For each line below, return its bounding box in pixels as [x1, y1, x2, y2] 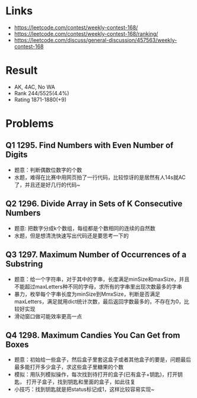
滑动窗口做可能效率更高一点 [14, 312, 82, 319]
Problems [5, 117, 54, 130]
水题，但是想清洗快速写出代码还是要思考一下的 [14, 232, 129, 239]
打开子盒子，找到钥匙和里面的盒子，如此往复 [26, 378, 136, 386]
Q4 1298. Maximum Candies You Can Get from [5, 330, 180, 340]
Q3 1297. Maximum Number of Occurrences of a [5, 250, 187, 260]
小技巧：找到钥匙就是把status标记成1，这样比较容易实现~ [14, 386, 155, 393]
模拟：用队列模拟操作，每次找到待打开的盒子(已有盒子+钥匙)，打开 [14, 371, 178, 378]
